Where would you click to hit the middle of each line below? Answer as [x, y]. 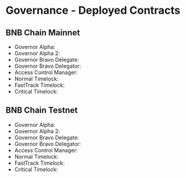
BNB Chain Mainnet [43, 33]
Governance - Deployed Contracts [93, 10]
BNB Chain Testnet [42, 111]
